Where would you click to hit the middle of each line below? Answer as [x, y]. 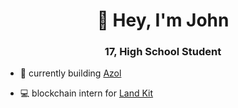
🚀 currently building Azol [70, 73]
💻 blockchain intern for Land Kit [86, 93]
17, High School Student [163, 52]
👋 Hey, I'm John [163, 20]
